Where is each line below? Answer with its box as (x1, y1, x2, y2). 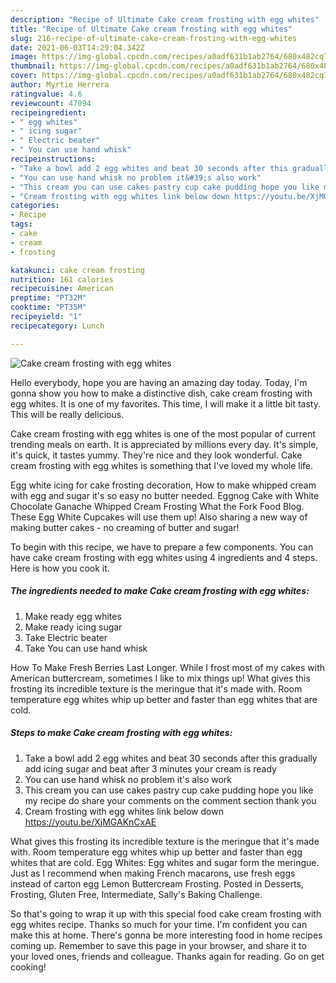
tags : (10, 219, 33, 230)
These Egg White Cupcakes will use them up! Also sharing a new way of (10, 511, 308, 523)
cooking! (10, 961, 47, 973)
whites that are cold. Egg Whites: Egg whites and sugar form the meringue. (10, 856, 320, 868)
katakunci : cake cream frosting (10, 265, 145, 275)
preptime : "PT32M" (10, 293, 87, 303)
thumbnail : (10, 61, 56, 71)
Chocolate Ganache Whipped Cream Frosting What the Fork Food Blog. (10, 500, 305, 512)
